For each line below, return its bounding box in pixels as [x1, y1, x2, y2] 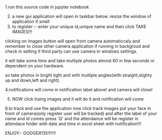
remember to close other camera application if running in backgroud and [5, 43, 150, 49]
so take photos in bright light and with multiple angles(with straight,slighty [5, 72, 152, 78]
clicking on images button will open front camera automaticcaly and [5, 38, 140, 44]
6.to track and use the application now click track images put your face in [5, 106, 151, 111]
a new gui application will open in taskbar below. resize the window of [12, 14, 151, 19]
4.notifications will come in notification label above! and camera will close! [5, 87, 153, 92]
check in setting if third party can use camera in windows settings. [5, 48, 138, 54]
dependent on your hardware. [5, 63, 64, 69]
